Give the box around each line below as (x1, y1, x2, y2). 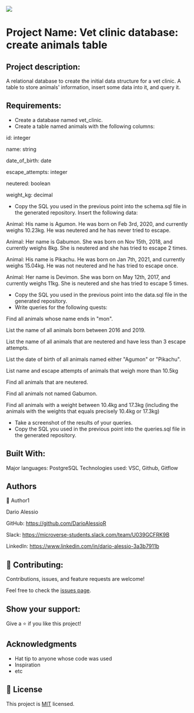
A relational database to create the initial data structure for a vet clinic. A (6, 77, 181, 84)
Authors (6, 481, 37, 492)
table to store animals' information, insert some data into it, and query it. (6, 84, 180, 91)
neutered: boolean (6, 180, 51, 187)
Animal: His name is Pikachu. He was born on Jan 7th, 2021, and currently (6, 255, 185, 262)
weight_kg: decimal (6, 191, 53, 198)
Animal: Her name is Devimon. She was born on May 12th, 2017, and (6, 273, 170, 280)
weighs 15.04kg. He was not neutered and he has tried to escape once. (6, 262, 178, 269)
